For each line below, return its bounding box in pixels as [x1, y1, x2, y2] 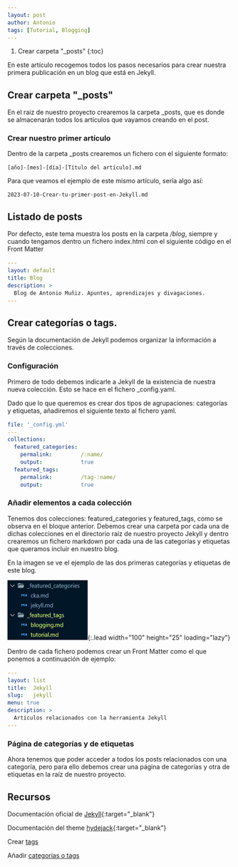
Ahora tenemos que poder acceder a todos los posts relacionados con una [7, 755, 227, 764]
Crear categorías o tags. [7, 317, 118, 329]
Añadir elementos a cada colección [7, 498, 132, 508]
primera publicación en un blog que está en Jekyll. [7, 68, 156, 77]
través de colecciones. [7, 343, 74, 352]
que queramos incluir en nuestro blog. [7, 544, 120, 553]
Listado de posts [7, 210, 83, 222]
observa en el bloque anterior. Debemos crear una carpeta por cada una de [7, 521, 229, 530]
